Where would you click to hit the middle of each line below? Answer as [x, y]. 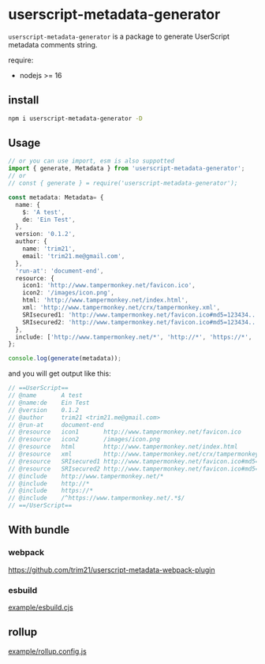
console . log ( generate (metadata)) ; [65, 358]
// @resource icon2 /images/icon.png [84, 440]
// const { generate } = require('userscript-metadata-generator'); [123, 183]
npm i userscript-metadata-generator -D [76, 118]
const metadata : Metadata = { [56, 197]
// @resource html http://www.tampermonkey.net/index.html [123, 447]
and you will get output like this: [60, 373]
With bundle [39, 530]
